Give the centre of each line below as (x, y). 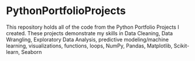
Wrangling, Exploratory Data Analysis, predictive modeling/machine (87, 39)
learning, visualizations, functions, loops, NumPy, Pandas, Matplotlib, (89, 46)
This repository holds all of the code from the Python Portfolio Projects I (93, 27)
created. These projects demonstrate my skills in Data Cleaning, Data (90, 33)
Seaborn (32, 52)
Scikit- (182, 46)
